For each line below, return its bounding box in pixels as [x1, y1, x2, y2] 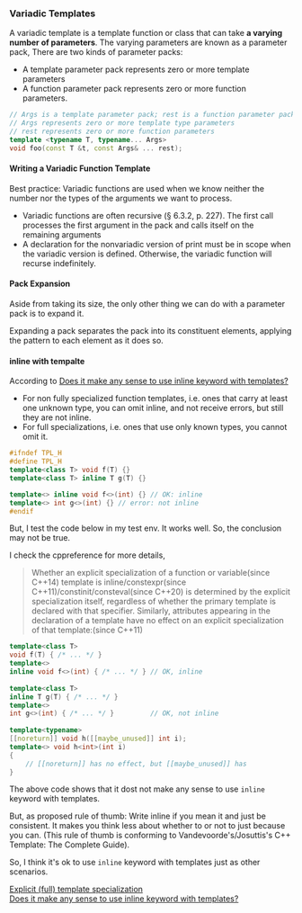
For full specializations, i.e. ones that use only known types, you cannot [22, 422, 288, 433]
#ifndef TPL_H [9, 449, 63, 458]
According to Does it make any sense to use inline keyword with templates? [9, 376, 289, 387]
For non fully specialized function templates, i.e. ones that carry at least [22, 393, 289, 404]
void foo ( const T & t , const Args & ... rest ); [9, 143, 182, 153]
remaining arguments [22, 228, 102, 240]
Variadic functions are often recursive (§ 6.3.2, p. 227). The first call [22, 210, 274, 220]
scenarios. [9, 866, 49, 877]
